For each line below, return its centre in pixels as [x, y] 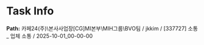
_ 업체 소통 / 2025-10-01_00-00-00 [50, 36]
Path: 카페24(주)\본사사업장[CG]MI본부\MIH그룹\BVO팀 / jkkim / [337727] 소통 [102, 28]
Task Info [30, 11]
